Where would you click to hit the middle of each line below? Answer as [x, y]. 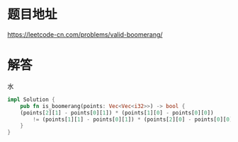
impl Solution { [31, 100]
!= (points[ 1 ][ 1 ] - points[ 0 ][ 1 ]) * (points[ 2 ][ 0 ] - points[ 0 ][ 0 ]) [134, 119]
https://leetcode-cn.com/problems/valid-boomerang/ [85, 34]
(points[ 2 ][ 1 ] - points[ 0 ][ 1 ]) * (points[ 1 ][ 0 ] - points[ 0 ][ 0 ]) [117, 113]
